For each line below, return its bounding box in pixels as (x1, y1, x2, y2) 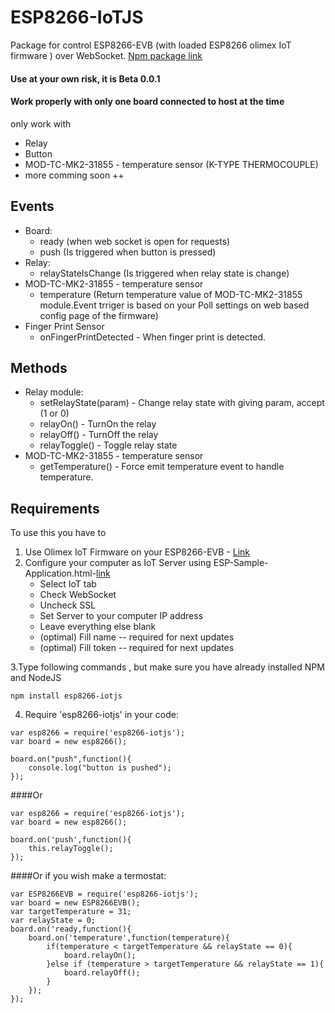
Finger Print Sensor (24, 320, 105, 332)
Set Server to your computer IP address (39, 610, 204, 622)
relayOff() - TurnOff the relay (39, 429, 159, 441)
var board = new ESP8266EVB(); (10, 898, 141, 908)
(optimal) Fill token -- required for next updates (39, 642, 235, 654)
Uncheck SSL (39, 599, 97, 611)
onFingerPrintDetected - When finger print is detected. (39, 331, 267, 343)
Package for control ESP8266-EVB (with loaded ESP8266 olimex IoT (10, 39, 292, 51)
